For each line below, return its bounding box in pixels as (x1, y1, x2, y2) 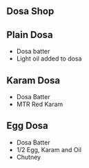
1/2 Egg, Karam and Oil (16, 145, 82, 154)
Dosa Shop (6, 6, 55, 17)
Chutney (16, 153, 41, 161)
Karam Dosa (6, 74, 60, 86)
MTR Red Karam (16, 100, 63, 109)
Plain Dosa (6, 29, 53, 41)
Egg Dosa (6, 120, 49, 132)
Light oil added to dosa (16, 54, 82, 63)
